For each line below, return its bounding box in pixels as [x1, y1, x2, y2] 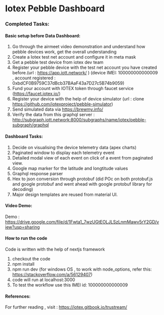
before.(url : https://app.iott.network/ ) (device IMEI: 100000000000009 [12, 70, 158, 76]
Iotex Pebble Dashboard [5, 3, 105, 14]
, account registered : [12, 75, 56, 81]
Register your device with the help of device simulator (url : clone [12, 96, 144, 102]
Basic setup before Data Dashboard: [5, 32, 81, 38]
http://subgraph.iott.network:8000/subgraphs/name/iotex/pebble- [12, 117, 146, 123]
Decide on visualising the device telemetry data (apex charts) [12, 144, 137, 150]
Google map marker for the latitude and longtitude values [12, 165, 128, 171]
